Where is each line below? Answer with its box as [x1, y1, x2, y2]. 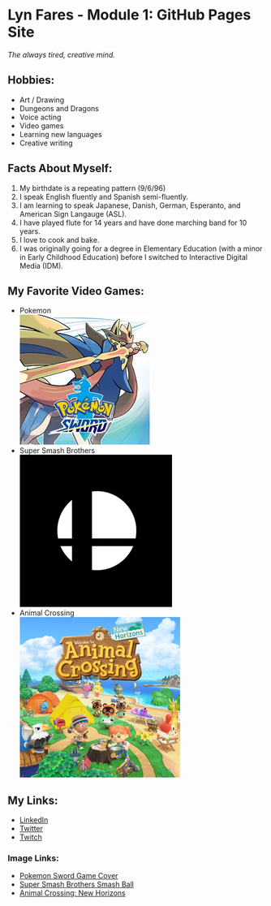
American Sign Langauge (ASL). [19, 209, 127, 218]
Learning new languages [19, 129, 102, 139]
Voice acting [19, 112, 62, 122]
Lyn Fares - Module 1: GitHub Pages [7, 6, 252, 24]
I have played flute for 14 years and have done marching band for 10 [19, 218, 247, 227]
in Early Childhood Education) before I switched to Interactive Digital [19, 252, 248, 261]
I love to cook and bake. [19, 235, 100, 244]
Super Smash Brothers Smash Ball [19, 879, 135, 890]
